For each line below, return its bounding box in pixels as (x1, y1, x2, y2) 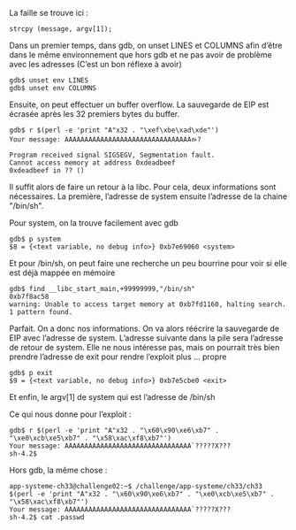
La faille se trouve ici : (9, 8, 89, 18)
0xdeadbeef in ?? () (9, 166, 86, 175)
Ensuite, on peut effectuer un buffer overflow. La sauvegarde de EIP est (9, 99, 269, 110)
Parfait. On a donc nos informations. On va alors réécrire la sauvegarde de (9, 323, 280, 334)
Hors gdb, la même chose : (9, 465, 108, 475)
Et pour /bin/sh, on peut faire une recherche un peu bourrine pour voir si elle (9, 258, 287, 268)
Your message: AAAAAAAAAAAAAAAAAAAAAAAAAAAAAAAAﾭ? (9, 135, 201, 144)
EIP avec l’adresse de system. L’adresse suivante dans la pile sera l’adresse (9, 333, 284, 343)
